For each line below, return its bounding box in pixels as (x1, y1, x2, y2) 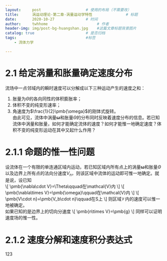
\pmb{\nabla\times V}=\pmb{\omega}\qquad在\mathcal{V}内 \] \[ (5, 190, 139, 196)
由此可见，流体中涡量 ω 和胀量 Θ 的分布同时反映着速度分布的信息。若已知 (12, 114, 160, 120)
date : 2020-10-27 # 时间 (5, 17, 98, 22)
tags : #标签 (5, 36, 96, 41)
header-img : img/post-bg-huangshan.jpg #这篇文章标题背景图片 (5, 26, 136, 31)
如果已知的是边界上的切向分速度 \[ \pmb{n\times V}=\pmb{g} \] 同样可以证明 (5, 208, 162, 214)
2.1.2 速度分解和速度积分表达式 (5, 234, 132, 245)
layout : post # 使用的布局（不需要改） (5, 7, 131, 13)
